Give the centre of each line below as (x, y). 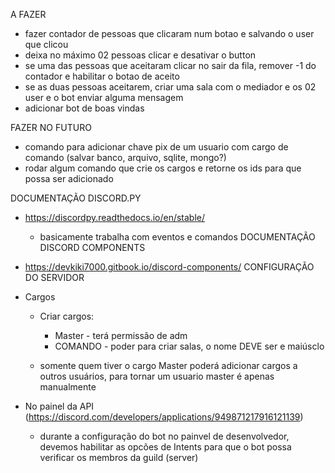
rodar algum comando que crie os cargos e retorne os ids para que (163, 168)
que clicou (46, 44)
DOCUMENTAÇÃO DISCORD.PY (76, 198)
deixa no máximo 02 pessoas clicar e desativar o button (140, 55)
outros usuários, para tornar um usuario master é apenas (157, 376)
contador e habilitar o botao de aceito (102, 76)
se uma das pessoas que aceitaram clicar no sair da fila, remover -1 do (170, 65)
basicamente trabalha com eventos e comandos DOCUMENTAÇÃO (177, 237)
